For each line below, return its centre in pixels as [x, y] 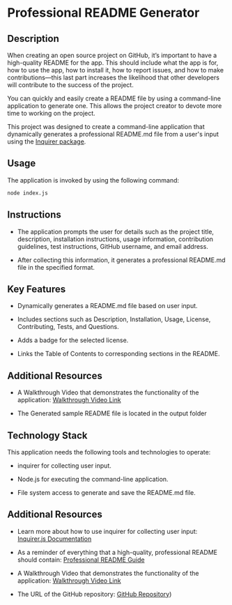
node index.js [28, 193]
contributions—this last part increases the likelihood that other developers [113, 77]
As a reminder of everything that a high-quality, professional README [117, 552]
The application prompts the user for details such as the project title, [116, 231]
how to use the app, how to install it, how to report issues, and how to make [116, 70]
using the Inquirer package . [47, 141]
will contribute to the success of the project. [70, 85]
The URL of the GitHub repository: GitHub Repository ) [94, 594]
